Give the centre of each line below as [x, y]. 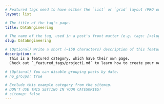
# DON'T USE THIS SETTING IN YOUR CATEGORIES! [53, 90]
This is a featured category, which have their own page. [70, 58]
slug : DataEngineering [28, 41]
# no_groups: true [24, 76]
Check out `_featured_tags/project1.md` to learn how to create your [82, 63]
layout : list [18, 14]
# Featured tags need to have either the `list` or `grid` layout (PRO [79, 9]
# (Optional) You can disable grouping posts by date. [62, 72]
